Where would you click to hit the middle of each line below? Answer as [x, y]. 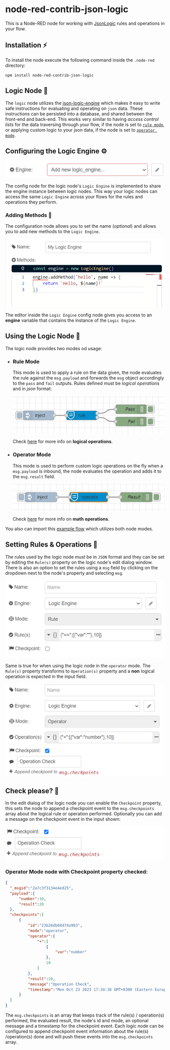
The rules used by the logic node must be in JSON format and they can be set [85, 557]
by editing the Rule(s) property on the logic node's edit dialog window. [79, 562]
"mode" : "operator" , [48, 931]
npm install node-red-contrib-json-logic [50, 75]
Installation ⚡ [26, 45]
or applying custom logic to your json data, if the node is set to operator [80, 130]
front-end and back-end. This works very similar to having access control [82, 119]
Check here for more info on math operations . [61, 519]
